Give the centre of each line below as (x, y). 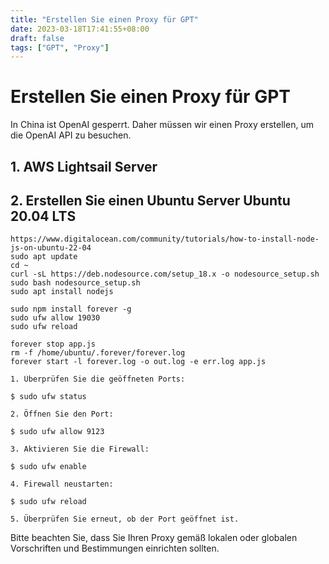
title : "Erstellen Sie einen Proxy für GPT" (104, 19)
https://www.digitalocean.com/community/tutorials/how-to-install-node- (165, 239)
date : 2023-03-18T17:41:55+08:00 (80, 29)
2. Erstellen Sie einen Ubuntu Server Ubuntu (150, 200)
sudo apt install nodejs (62, 292)
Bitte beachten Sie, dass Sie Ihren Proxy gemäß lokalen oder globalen (154, 538)
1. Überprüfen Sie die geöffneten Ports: (98, 379)
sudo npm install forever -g (71, 309)
